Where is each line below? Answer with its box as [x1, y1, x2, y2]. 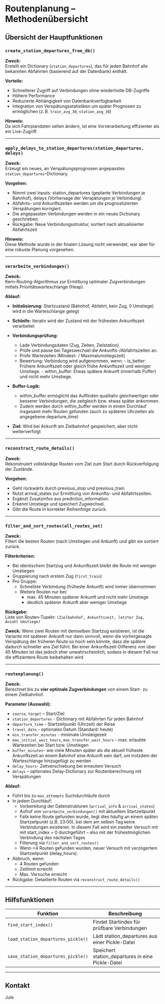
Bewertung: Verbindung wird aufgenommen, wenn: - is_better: [19, 358, 146, 364]
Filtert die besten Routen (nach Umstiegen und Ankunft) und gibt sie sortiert [5, 538, 159, 544]
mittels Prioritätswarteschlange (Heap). [5, 284, 84, 290]
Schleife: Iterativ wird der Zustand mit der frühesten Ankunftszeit [12, 318, 145, 324]
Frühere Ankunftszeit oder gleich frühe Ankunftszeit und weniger [19, 363, 151, 369]
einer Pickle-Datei [92, 939, 135, 946]
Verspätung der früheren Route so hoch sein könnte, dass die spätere [5, 638, 146, 644]
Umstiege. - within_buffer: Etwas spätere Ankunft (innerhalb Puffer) [19, 369, 156, 374]
